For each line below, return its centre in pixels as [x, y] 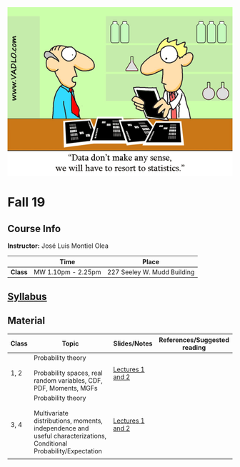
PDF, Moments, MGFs [65, 388]
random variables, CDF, [68, 381]
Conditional [50, 443]
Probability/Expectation [67, 451]
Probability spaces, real [68, 373]
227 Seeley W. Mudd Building [151, 272]
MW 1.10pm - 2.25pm [67, 272]
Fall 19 [26, 202]
